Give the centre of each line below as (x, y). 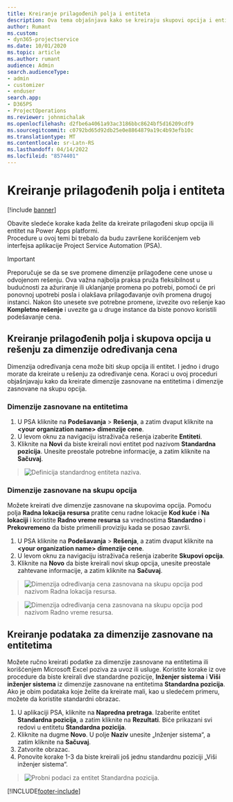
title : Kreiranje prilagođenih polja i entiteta (79, 14)
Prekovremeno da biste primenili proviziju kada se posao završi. (99, 528)
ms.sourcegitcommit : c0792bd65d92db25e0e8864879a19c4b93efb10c (101, 130)
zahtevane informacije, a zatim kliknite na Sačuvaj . (90, 571)
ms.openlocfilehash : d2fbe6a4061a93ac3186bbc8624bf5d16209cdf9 (101, 124)
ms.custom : (23, 33)
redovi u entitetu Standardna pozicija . (72, 728)
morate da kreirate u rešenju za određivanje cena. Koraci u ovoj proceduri (112, 374)
